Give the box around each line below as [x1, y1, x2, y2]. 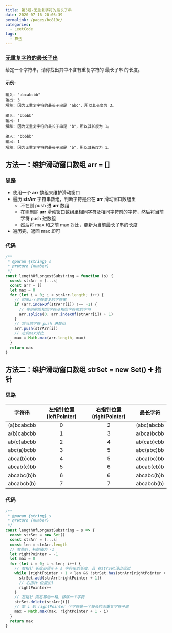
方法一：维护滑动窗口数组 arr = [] [5, 160, 110, 169]
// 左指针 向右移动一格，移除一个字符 [14, 594, 85, 600]
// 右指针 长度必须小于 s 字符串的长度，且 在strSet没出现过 [14, 566, 131, 571]
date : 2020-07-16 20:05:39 [5, 12, 63, 17]
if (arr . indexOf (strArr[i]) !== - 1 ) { [14, 302, 97, 308]
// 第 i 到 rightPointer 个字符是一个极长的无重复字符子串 [14, 604, 129, 609]
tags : [5, 31, 17, 37]
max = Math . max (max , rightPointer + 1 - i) [14, 609, 109, 614]
